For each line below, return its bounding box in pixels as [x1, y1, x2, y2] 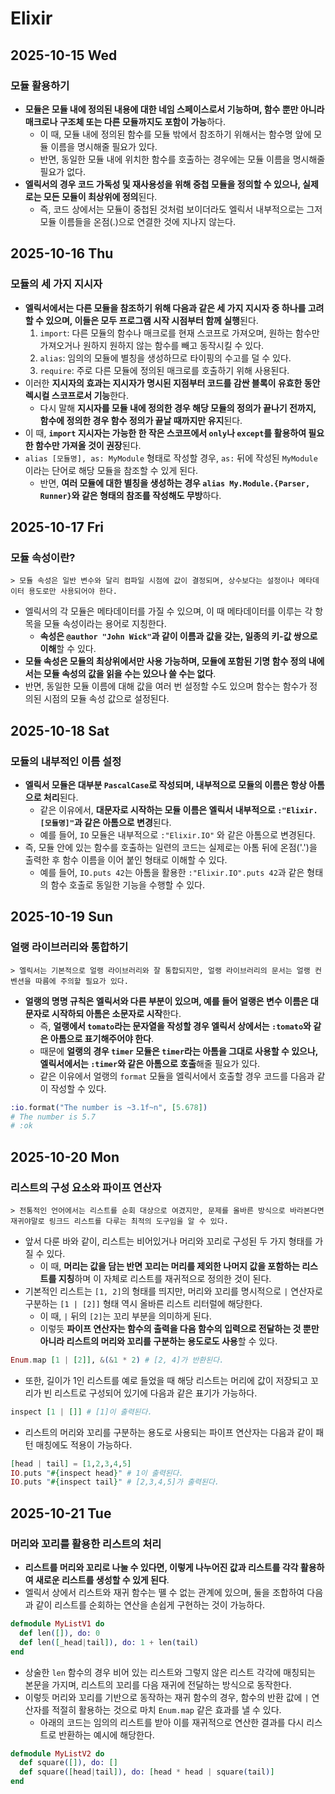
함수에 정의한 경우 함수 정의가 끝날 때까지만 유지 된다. [39, 414, 243, 426]
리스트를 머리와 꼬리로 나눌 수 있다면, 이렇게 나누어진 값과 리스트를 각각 [24, 1562, 299, 1573]
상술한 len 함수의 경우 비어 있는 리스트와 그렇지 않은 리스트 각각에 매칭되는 [24, 1666, 316, 1678]
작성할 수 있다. [50, 1082, 107, 1094]
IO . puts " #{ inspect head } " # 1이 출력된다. [10, 1468, 184, 1478]
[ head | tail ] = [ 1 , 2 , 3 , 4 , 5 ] [10, 1458, 132, 1469]
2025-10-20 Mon [10, 1148, 120, 1166]
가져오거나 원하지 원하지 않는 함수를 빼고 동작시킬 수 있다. [39, 339, 265, 351]
